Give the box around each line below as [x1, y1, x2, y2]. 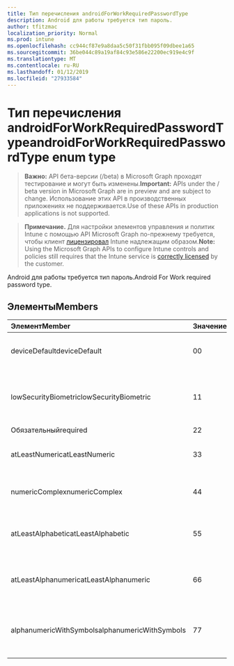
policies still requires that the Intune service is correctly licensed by [24, 252, 218, 261]
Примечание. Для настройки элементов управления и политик [24, 223, 215, 231]
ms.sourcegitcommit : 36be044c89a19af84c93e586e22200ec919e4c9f [7, 49, 195, 56]
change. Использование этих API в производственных [24, 194, 187, 203]
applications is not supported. [24, 209, 110, 218]
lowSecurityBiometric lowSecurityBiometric [10, 393, 151, 402]
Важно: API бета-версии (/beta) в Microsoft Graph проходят [24, 172, 202, 181]
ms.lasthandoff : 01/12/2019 [7, 68, 89, 75]
